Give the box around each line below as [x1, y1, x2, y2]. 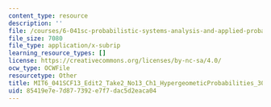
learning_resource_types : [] [8, 49, 106, 57]
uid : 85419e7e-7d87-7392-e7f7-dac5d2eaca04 [8, 86, 157, 95]
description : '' [8, 19, 63, 27]
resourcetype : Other [8, 72, 78, 80]
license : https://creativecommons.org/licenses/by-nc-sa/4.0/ [8, 57, 222, 65]
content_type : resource [8, 11, 89, 20]
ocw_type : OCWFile [8, 64, 70, 72]
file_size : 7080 [8, 34, 63, 43]
